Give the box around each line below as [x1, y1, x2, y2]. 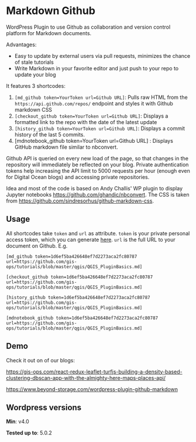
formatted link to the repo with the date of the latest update [14, 118, 157, 125]
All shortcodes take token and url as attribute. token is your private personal [6, 229, 190, 237]
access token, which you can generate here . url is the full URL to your [6, 236, 176, 243]
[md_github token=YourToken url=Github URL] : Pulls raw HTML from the [14, 94, 188, 101]
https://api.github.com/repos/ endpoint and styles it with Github [14, 100, 174, 107]
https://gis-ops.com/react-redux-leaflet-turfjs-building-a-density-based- [6, 368, 183, 375]
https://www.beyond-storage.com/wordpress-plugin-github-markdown [6, 385, 178, 393]
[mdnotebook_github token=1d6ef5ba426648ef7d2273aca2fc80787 [6, 315, 159, 321]
